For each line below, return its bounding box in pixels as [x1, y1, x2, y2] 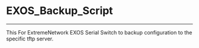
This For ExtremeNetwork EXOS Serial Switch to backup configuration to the [6, 29, 192, 36]
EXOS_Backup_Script [6, 4, 114, 18]
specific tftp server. [6, 35, 54, 42]
